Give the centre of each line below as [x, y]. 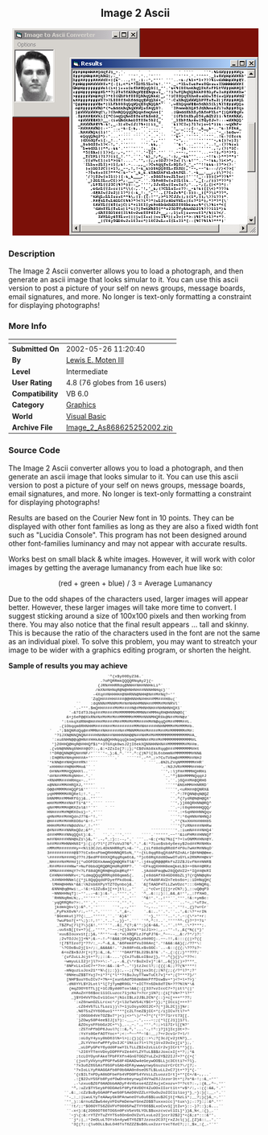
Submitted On [35, 349]
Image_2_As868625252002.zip [119, 427]
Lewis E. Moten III [95, 360]
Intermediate [87, 371]
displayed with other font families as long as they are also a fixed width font [134, 526]
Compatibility [35, 394]
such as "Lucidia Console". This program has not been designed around [128, 535]
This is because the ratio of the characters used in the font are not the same [134, 633]
